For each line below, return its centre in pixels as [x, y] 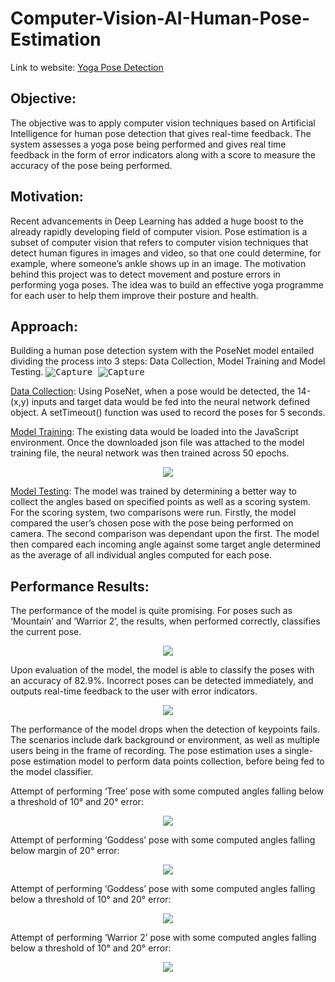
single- [299, 751]
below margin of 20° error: [65, 851]
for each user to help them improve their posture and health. [134, 295]
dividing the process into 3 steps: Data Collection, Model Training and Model [168, 361]
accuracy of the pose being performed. [91, 165]
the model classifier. [52, 772]
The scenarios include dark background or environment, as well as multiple [165, 740]
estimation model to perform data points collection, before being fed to [179, 761]
